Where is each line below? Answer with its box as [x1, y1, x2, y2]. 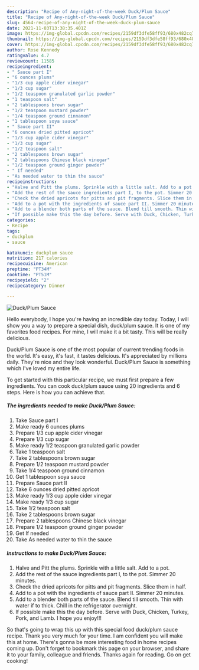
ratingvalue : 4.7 [6, 53, 50, 58]
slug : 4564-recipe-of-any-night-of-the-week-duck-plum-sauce [6, 19, 161, 25]
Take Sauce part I [15, 417, 58, 424]
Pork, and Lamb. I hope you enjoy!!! [15, 615, 102, 622]
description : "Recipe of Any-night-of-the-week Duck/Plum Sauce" [6, 8, 171, 15]
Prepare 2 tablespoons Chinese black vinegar [15, 517, 126, 524]
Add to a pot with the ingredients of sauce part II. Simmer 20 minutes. [15, 590, 185, 597]
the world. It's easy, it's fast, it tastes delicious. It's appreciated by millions [6, 352, 188, 359]
